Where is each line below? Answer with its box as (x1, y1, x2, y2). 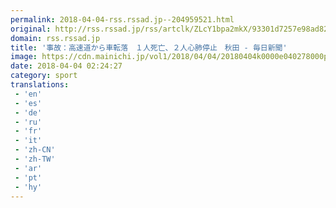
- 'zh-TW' (14, 154, 56, 164)
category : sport (10, 71, 78, 81)
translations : (10, 80, 70, 90)
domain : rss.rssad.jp (10, 33, 101, 43)
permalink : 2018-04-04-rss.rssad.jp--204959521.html (10, 14, 235, 25)
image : (10, 52, 38, 62)
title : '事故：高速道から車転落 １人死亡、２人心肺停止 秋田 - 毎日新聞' (10, 42, 288, 53)
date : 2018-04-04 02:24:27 (10, 61, 123, 71)
